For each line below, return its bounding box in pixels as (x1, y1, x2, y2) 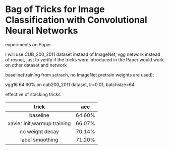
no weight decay (19, 128, 59, 135)
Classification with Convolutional (5, 14, 147, 26)
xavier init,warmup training (8, 120, 71, 127)
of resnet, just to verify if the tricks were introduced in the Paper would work (5, 56, 164, 62)
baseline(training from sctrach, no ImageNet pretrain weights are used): (5, 71, 154, 78)
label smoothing (20, 136, 59, 143)
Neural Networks (5, 25, 78, 36)
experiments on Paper (5, 41, 51, 47)
